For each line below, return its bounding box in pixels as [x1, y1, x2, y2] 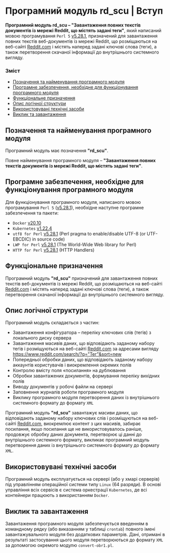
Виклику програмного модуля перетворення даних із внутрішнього [12, 394, 160, 401]
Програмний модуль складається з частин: [5, 320, 100, 326]
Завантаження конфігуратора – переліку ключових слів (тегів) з [12, 329, 151, 336]
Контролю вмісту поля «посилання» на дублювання [12, 367, 126, 374]
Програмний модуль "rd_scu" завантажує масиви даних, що [5, 410, 138, 416]
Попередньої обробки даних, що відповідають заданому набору [12, 357, 153, 363]
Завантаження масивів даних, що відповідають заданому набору [12, 340, 155, 347]
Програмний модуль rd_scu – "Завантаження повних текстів [5, 22, 141, 28]
